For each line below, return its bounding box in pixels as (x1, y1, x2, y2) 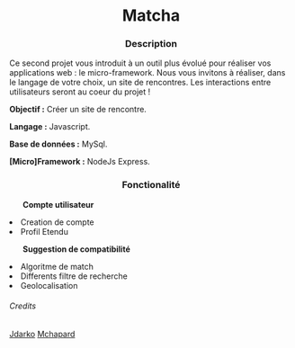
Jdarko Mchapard (9, 328, 76, 339)
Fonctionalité (121, 179, 181, 192)
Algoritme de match (21, 261, 94, 272)
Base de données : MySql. (9, 138, 108, 149)
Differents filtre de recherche (21, 271, 128, 281)
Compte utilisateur (22, 199, 94, 210)
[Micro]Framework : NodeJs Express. (9, 156, 150, 167)
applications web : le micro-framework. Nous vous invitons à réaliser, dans (9, 67, 286, 78)
